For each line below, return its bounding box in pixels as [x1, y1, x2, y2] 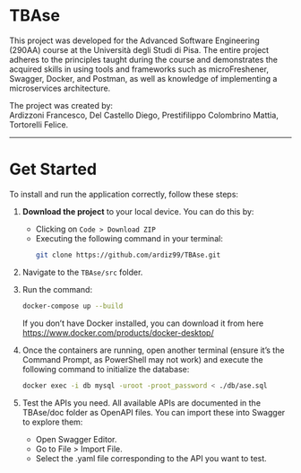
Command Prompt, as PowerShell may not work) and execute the [21, 354, 263, 364]
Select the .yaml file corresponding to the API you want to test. [35, 452, 267, 463]
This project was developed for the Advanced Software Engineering [9, 35, 260, 46]
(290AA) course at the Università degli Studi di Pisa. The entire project [9, 44, 270, 55]
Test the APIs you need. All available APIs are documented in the [21, 397, 262, 408]
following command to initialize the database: [21, 364, 190, 374]
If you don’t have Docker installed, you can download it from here [21, 318, 264, 328]
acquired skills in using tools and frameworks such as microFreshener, [9, 64, 269, 74]
